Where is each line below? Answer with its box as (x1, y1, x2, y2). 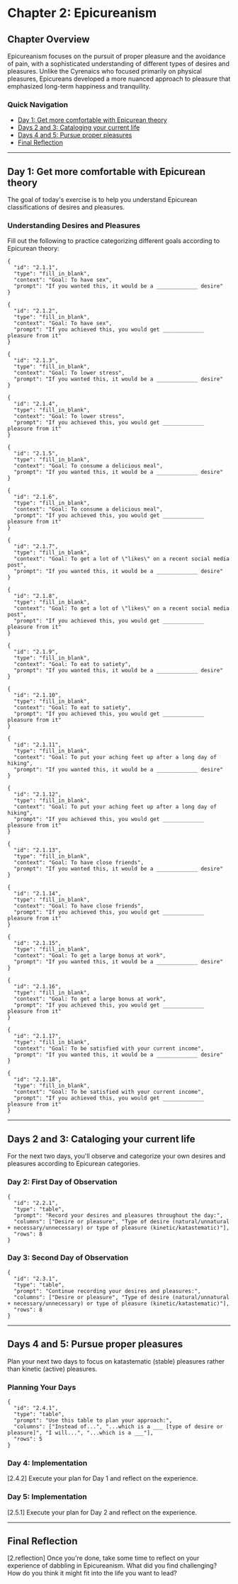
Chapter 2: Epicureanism (7, 5, 157, 21)
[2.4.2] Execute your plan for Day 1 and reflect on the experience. (7, 1474, 198, 1483)
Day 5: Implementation (7, 1492, 87, 1502)
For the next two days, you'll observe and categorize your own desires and (7, 1152, 226, 1160)
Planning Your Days (7, 1382, 76, 1392)
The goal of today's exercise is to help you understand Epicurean (7, 196, 198, 204)
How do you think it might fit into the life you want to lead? (7, 1569, 177, 1578)
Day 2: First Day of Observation (7, 1177, 118, 1187)
